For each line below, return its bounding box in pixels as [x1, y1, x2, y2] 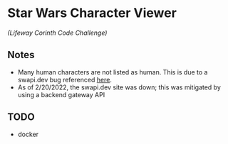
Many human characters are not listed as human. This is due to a [17, 67, 208, 76]
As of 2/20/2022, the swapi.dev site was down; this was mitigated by [17, 83, 221, 92]
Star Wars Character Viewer [7, 5, 177, 21]
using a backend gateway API [17, 90, 105, 99]
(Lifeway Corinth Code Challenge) [7, 28, 108, 37]
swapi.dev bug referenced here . [17, 75, 113, 84]
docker [17, 130, 39, 138]
